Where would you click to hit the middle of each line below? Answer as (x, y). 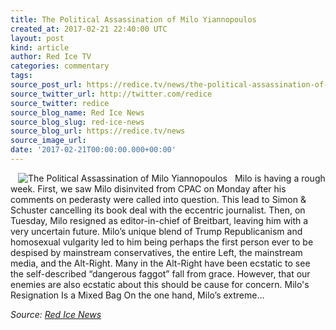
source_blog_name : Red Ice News (77, 112)
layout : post (37, 38)
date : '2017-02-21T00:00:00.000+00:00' (93, 150)
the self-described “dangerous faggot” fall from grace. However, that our (160, 273)
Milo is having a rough (280, 178)
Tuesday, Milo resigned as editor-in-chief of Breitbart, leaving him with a (159, 220)
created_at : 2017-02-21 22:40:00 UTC (89, 29)
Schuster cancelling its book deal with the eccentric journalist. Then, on (158, 210)
